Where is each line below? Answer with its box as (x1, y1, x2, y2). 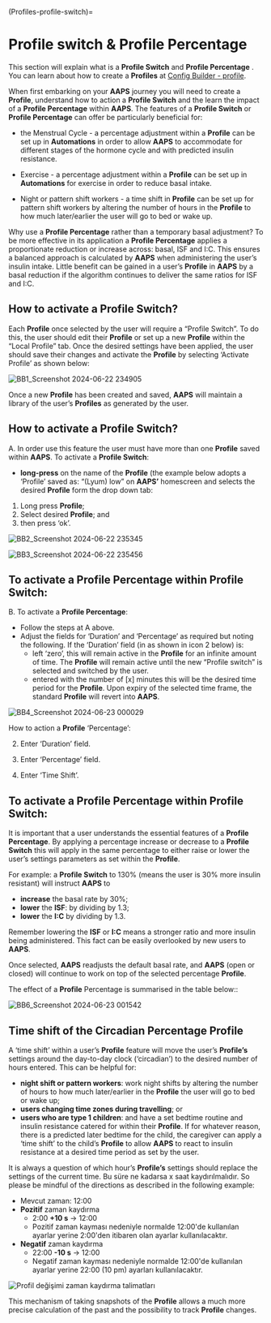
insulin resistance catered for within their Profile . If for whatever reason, (19, 1122, 261, 1131)
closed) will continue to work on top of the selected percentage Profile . (8, 969, 247, 979)
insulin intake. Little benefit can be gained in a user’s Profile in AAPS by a (8, 261, 253, 271)
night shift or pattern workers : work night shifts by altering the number (19, 1079, 259, 1088)
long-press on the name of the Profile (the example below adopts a (19, 468, 247, 477)
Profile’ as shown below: (8, 358, 91, 368)
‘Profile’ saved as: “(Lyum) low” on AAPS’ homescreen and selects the (19, 476, 256, 486)
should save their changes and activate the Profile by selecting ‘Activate (8, 349, 249, 360)
